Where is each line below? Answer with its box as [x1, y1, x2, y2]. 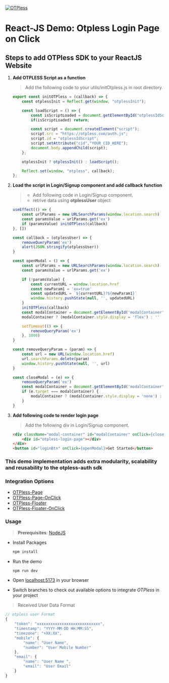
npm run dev [12, 568, 38, 573]
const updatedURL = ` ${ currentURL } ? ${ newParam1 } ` [31, 291, 137, 296]
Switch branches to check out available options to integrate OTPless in [12, 587, 160, 593]
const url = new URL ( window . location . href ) [22, 352, 115, 357]
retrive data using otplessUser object [32, 197, 111, 203]
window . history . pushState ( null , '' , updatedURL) [31, 296, 135, 301]
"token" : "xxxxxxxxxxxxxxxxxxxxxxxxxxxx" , [14, 621, 105, 627]
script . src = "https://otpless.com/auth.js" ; [31, 132, 128, 137]
